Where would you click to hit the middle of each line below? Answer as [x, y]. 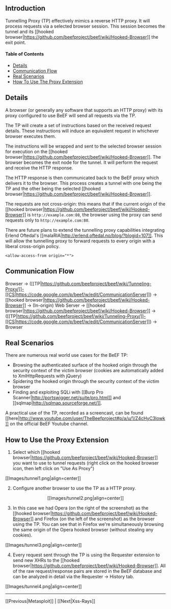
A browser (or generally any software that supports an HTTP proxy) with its [84, 110]
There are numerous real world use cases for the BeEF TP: [67, 355]
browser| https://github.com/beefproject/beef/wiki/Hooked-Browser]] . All [89, 566]
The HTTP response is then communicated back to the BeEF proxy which [82, 178]
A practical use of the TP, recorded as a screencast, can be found [74, 413]
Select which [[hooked [36, 452]
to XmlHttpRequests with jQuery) [47, 376]
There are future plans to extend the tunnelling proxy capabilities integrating [85, 230]
